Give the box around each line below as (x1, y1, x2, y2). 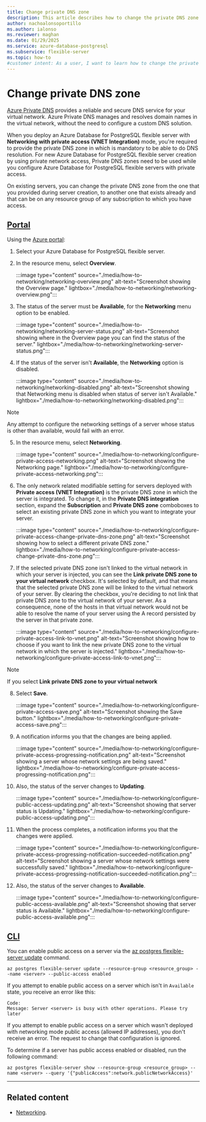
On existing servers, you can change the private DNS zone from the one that (7, 182, 200, 190)
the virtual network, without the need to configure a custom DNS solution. (7, 120, 193, 127)
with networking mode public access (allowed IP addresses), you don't (7, 1028, 186, 1036)
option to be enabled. (15, 310, 70, 317)
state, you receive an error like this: (7, 989, 96, 996)
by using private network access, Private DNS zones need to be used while (7, 157, 196, 165)
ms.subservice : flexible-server (7, 49, 89, 55)
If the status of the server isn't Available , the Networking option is (15, 359, 184, 366)
